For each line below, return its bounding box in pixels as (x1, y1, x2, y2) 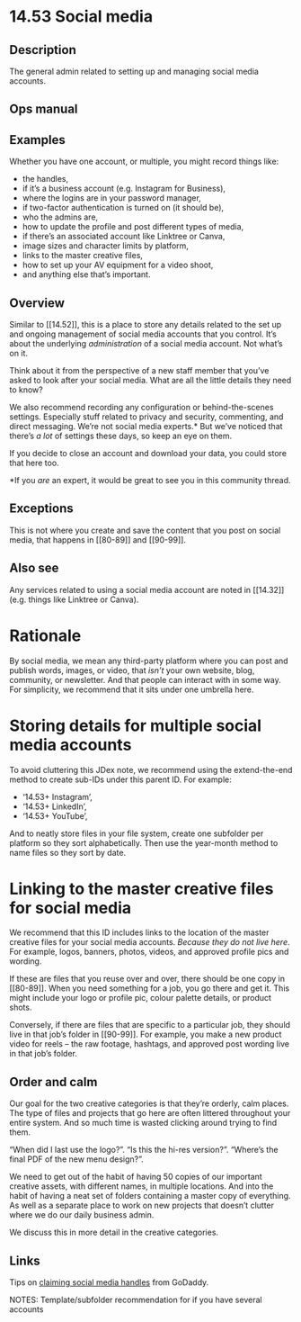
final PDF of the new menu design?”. (9, 1154, 144, 1165)
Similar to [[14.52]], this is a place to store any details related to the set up (9, 319, 282, 330)
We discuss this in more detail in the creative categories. (9, 1227, 218, 1238)
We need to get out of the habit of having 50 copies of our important (9, 1172, 262, 1183)
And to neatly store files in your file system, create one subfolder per (9, 828, 264, 839)
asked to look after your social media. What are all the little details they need (9, 375, 292, 386)
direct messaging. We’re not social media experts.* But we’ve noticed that (9, 421, 283, 432)
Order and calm (9, 1074, 98, 1090)
